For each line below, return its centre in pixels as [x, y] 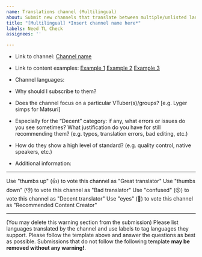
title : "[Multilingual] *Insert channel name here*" [74, 23]
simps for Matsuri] [38, 109]
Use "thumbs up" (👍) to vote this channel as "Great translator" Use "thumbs [101, 181]
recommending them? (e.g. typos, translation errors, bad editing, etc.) [101, 134]
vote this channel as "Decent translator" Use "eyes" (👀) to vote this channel [100, 199]
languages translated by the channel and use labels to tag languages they [98, 229]
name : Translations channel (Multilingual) [62, 12]
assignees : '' [24, 34]
